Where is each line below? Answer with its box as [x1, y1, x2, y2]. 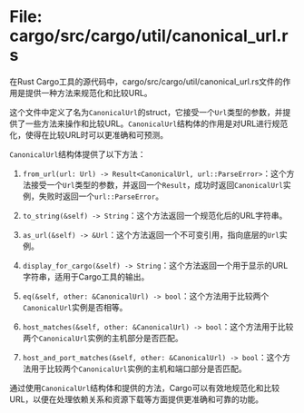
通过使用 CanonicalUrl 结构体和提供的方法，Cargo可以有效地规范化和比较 [9, 382, 280, 393]
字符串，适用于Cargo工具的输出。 [22, 270, 150, 282]
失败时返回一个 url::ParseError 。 [38, 191, 164, 202]
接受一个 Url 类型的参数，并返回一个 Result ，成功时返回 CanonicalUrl [30, 179, 284, 190]
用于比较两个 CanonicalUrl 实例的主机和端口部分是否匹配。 [30, 363, 247, 374]
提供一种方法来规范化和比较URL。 [25, 87, 152, 98]
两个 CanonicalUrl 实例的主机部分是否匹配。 [22, 332, 183, 343]
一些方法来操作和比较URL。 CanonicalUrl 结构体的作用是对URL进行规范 [25, 118, 289, 129]
